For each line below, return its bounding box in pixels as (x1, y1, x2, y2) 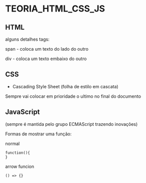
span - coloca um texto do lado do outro (5, 46, 89, 52)
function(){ (5, 150, 30, 155)
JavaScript (5, 108, 40, 116)
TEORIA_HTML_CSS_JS (5, 3, 105, 15)
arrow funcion (5, 163, 34, 169)
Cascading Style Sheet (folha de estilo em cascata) (12, 83, 119, 89)
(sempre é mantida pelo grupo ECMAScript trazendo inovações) (5, 121, 138, 127)
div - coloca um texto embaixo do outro (5, 56, 87, 62)
